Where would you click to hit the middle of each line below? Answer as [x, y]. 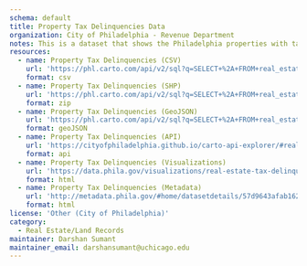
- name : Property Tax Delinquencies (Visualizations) [122, 162]
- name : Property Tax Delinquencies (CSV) [100, 60]
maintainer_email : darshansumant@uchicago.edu [100, 248]
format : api [48, 154]
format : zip [48, 103]
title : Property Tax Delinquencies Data [88, 27]
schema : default [40, 18]
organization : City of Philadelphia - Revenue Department [122, 35]
